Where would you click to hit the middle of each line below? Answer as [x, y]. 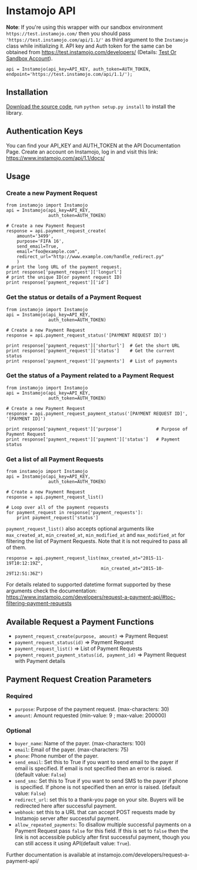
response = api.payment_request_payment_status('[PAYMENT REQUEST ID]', [97, 414]
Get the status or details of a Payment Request [74, 297]
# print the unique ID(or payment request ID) [64, 278]
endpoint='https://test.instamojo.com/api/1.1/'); [69, 74]
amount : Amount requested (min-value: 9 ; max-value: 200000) [90, 715]
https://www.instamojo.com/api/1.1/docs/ [56, 158]
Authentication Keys [45, 131]
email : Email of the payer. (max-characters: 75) [71, 749]
